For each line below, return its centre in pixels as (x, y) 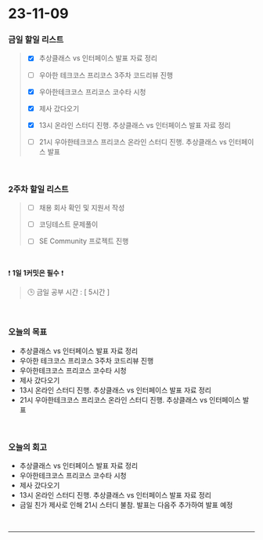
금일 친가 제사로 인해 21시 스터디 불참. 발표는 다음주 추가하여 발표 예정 (126, 505)
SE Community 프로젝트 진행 (84, 241)
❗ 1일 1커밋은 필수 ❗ (36, 273)
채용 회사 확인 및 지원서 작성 (82, 208)
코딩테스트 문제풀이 (68, 224)
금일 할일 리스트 (36, 40)
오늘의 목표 (28, 332)
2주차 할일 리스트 (38, 189)
